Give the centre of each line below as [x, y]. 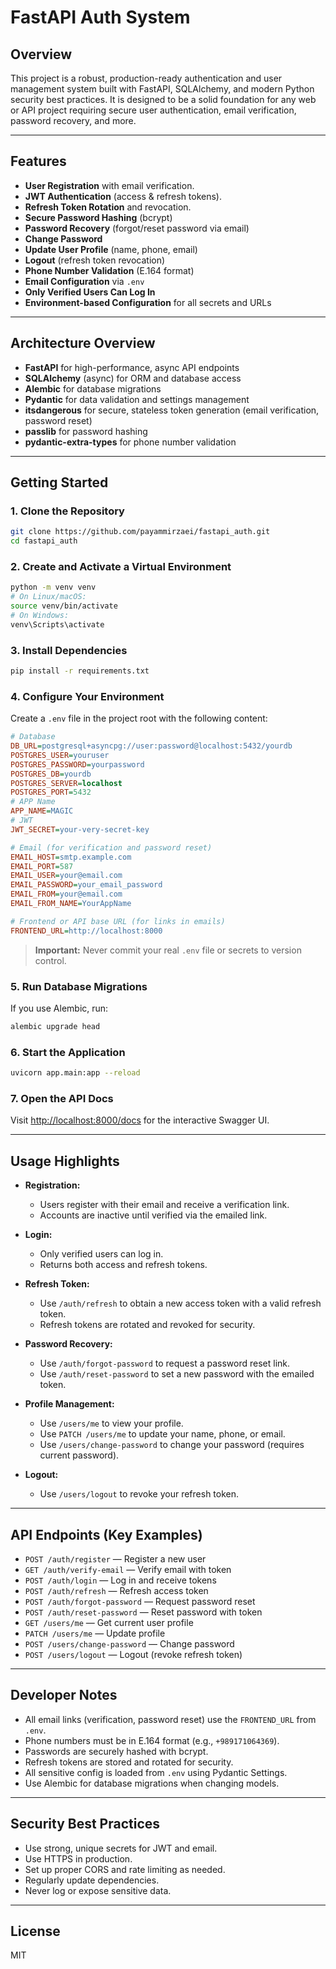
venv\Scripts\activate [57, 624]
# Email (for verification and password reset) [111, 847]
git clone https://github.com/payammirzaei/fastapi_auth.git [140, 532]
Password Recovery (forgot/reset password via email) [137, 228]
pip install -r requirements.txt [80, 671]
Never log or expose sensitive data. [98, 1890]
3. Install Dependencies [69, 650]
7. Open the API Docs [62, 1098]
